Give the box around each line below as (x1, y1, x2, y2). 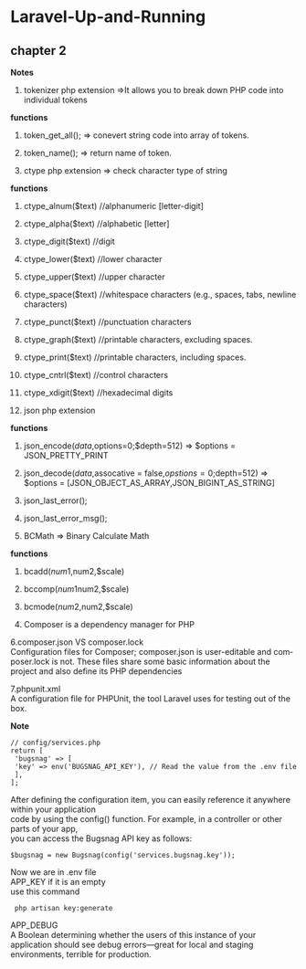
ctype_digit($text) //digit (23, 236, 115, 247)
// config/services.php (10, 738, 101, 747)
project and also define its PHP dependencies (10, 666, 183, 677)
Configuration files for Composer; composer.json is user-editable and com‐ (10, 647, 293, 657)
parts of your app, (10, 824, 79, 834)
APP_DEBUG (10, 920, 58, 931)
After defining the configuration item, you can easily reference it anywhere (10, 795, 291, 805)
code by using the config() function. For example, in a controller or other (10, 814, 282, 824)
